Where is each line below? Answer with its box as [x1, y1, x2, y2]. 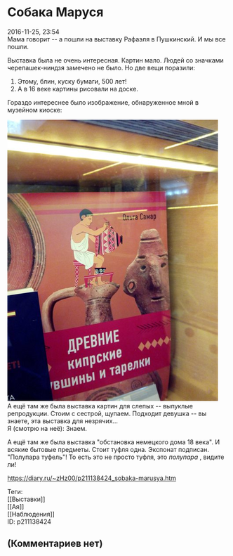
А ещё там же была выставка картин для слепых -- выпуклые [7, 401, 193, 410]
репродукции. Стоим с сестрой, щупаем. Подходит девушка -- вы [7, 409, 207, 418]
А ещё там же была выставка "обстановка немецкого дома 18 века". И [7, 437, 220, 446]
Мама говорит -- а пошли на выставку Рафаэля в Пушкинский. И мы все [7, 34, 226, 43]
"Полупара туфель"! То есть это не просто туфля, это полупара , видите [7, 453, 225, 461]
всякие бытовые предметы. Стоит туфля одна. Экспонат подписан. [7, 445, 209, 453]
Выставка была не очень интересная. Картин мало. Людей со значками [7, 56, 225, 64]
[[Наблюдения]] [7, 510, 55, 518]
